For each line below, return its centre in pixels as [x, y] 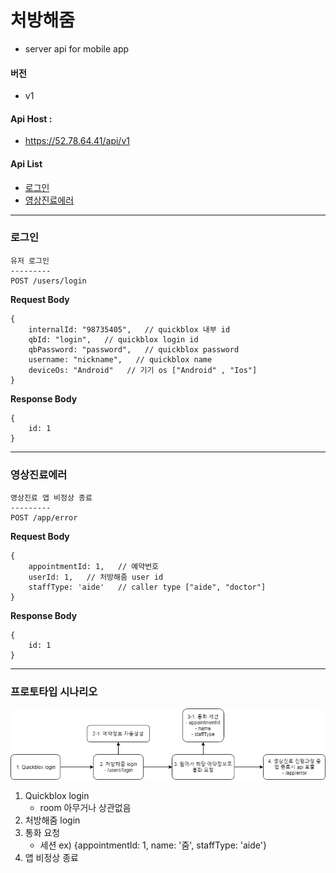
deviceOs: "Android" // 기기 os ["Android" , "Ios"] [143, 370]
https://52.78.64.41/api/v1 [77, 141]
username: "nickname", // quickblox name [120, 359]
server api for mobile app [77, 48]
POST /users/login [48, 281]
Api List [26, 163]
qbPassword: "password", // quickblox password [134, 349]
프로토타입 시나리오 [54, 692]
